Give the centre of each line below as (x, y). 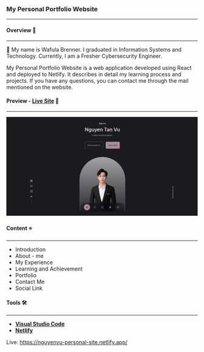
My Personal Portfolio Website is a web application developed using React (99, 67)
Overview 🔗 (21, 30)
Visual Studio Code (40, 324)
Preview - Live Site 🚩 (33, 101)
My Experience (34, 263)
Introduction (30, 250)
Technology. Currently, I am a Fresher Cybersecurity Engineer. (84, 56)
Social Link (29, 288)
